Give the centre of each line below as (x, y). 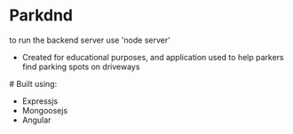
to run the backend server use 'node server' (90, 40)
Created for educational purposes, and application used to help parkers (153, 57)
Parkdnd (41, 16)
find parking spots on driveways (81, 67)
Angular (36, 120)
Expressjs (40, 101)
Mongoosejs (45, 110)
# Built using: (33, 83)
